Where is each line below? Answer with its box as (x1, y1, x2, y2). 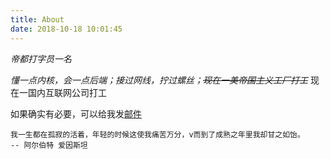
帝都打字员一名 (10, 52, 72, 65)
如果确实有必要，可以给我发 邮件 (10, 107, 142, 120)
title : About (10, 14, 65, 25)
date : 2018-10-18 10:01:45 (10, 24, 123, 34)
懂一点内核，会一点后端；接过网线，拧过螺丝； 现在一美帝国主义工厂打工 (10, 74, 308, 86)
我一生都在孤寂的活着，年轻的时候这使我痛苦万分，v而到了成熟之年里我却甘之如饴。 (10, 129, 305, 140)
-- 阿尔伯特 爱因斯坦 (10, 140, 88, 150)
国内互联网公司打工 (27, 86, 107, 98)
